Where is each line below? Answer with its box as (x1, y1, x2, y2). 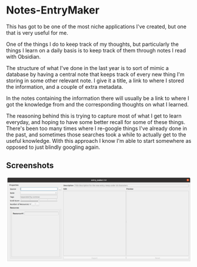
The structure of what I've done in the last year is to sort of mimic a (6, 64, 169, 71)
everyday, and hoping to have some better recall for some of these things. (6, 118, 185, 125)
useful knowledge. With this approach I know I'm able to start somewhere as (6, 137, 192, 144)
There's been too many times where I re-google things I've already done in (6, 125, 187, 132)
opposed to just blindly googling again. (6, 143, 101, 151)
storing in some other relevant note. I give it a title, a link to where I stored (6, 77, 184, 84)
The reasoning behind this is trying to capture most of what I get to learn (6, 112, 182, 119)
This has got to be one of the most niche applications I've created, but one (6, 23, 187, 30)
